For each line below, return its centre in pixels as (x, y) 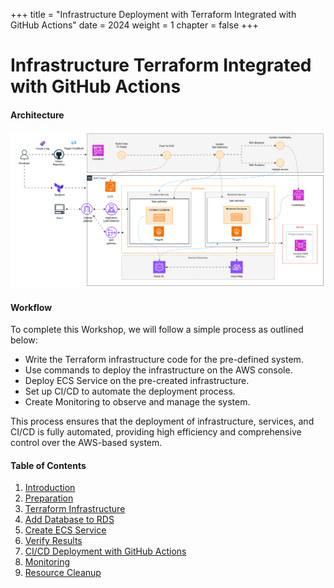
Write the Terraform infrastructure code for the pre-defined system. (164, 360)
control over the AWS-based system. (86, 443)
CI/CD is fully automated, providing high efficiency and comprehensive (156, 432)
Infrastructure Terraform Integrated (161, 65)
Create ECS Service (65, 530)
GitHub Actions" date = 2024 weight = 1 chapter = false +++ (134, 25)
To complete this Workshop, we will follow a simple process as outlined (157, 330)
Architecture (37, 115)
